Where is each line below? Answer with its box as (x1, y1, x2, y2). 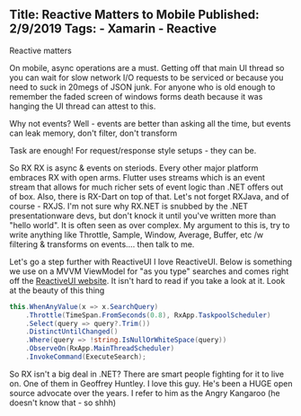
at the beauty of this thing (9, 285, 105, 296)
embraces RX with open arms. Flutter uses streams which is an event (9, 172, 265, 182)
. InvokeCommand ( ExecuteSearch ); (25, 352, 146, 362)
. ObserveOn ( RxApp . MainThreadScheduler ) (25, 344, 175, 353)
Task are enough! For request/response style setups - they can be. (9, 145, 257, 155)
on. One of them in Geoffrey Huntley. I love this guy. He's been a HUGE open (9, 377, 294, 389)
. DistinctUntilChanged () (25, 327, 119, 336)
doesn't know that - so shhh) (9, 397, 117, 408)
